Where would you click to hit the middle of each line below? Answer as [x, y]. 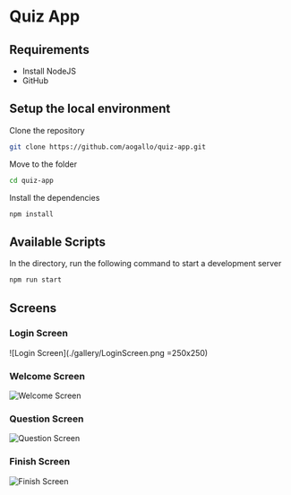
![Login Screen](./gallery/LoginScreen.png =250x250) [109, 352]
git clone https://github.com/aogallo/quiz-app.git [107, 147]
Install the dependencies [55, 197]
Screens [33, 308]
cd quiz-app [31, 180]
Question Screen [47, 419]
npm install [31, 214]
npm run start [36, 280]
